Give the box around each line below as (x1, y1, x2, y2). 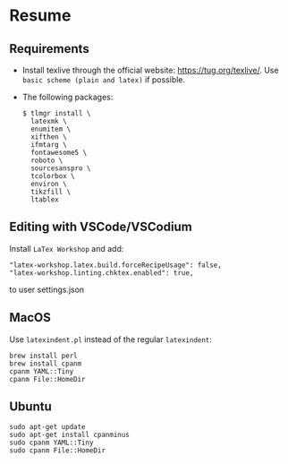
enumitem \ (30, 125, 72, 133)
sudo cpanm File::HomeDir (9, 446, 106, 455)
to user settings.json (9, 284, 85, 295)
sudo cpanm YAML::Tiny (9, 438, 94, 448)
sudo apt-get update (9, 423, 87, 432)
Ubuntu (9, 400, 52, 415)
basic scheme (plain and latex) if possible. (21, 74, 186, 85)
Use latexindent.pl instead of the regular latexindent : (9, 333, 213, 345)
